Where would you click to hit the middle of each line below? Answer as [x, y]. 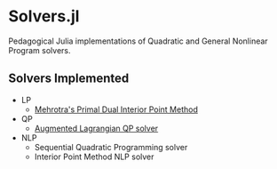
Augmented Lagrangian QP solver [96, 128]
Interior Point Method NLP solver [94, 157]
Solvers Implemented [69, 79]
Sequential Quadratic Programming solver [111, 147]
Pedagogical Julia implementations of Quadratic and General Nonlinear [138, 41]
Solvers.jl [44, 16]
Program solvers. [40, 50]
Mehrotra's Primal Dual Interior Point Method [116, 109]
